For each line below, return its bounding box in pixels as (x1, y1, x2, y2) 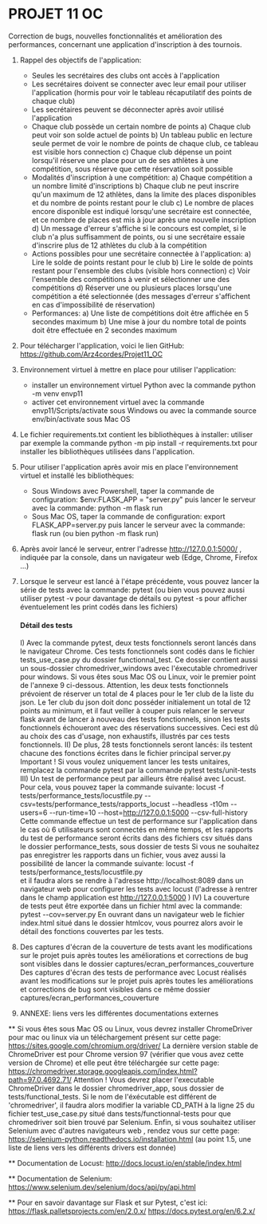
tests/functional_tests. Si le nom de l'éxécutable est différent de (8, 1092, 217, 1102)
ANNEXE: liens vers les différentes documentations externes (19, 1008, 219, 1019)
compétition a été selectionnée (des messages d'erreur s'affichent (31, 291, 251, 300)
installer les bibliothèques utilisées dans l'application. (19, 447, 195, 456)
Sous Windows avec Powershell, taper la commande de (31, 486, 215, 495)
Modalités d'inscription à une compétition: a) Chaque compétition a (31, 173, 253, 182)
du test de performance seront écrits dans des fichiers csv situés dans (19, 833, 253, 843)
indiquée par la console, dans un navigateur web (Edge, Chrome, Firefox (19, 552, 258, 562)
